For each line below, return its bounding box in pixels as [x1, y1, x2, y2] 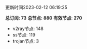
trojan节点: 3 [12, 38, 39, 44]
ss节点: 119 [12, 32, 35, 37]
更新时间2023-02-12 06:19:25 [5, 4, 67, 10]
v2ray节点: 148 [12, 25, 44, 31]
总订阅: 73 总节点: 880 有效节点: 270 [5, 15, 82, 21]
